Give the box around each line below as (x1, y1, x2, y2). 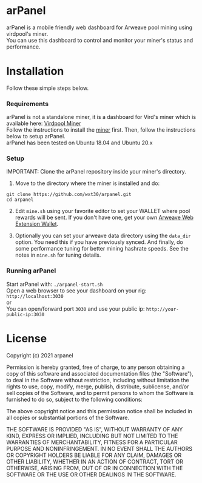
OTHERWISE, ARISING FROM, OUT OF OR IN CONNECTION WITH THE (6, 464, 183, 471)
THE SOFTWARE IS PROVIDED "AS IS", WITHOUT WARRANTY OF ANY (6, 425, 183, 433)
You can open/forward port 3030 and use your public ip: (6, 305, 145, 312)
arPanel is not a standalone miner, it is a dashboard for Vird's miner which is (6, 113, 196, 121)
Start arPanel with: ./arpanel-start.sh (6, 280, 103, 288)
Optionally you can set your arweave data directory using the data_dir (15, 232, 191, 240)
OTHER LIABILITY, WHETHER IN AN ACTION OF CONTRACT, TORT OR (6, 458, 183, 465)
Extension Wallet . (15, 220, 59, 228)
